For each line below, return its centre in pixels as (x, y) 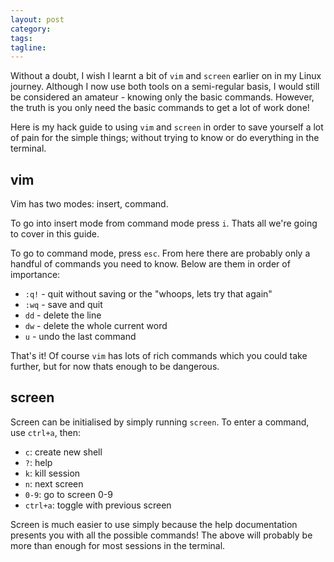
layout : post (37, 19)
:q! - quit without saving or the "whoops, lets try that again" (148, 294)
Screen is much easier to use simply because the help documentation (154, 524)
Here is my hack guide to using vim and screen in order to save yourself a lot (167, 127)
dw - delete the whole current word (96, 326)
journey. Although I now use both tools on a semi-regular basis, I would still (165, 87)
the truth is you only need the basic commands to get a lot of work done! (160, 108)
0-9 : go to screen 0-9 (68, 494)
